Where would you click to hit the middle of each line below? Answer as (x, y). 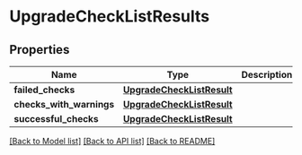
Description (267, 75)
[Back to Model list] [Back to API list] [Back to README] (112, 141)
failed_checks (44, 90)
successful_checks (56, 119)
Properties (40, 50)
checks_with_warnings (64, 104)
